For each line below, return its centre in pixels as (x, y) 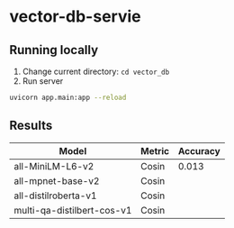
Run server (43, 81)
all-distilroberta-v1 (55, 196)
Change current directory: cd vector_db (96, 71)
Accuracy (199, 150)
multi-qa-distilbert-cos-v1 (73, 210)
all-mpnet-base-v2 (57, 180)
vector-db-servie (75, 17)
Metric (155, 150)
